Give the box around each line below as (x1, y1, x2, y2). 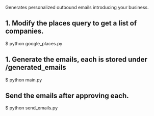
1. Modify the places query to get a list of (5, 19, 137, 27)
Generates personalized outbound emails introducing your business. (5, 5, 149, 10)
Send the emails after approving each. (5, 92, 129, 100)
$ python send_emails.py (5, 105, 58, 111)
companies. (5, 27, 44, 36)
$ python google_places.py (5, 40, 63, 46)
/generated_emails (5, 63, 66, 72)
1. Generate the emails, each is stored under (5, 55, 148, 64)
